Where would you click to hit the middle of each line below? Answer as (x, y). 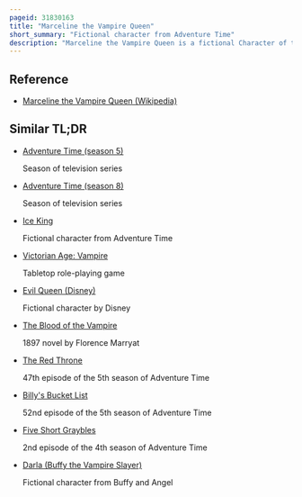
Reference (39, 79)
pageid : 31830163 (42, 18)
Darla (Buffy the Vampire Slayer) (82, 465)
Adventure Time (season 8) (73, 185)
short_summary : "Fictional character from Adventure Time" (122, 34)
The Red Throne (52, 360)
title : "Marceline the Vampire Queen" (82, 26)
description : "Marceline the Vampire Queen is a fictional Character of (148, 43)
